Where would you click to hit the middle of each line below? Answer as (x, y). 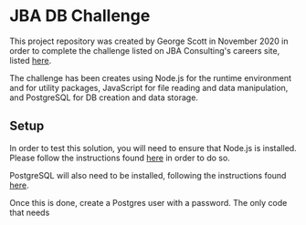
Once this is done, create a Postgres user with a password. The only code (148, 202)
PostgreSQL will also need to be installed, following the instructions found (148, 175)
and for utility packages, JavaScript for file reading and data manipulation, (149, 87)
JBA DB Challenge (80, 16)
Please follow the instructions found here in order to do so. (120, 158)
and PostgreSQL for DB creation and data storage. (104, 97)
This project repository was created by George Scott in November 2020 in (149, 41)
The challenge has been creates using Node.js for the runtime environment (151, 77)
